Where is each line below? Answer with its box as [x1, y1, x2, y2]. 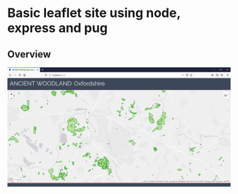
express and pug [7, 20, 108, 36]
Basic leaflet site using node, [7, 5, 181, 21]
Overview [7, 48, 52, 60]
